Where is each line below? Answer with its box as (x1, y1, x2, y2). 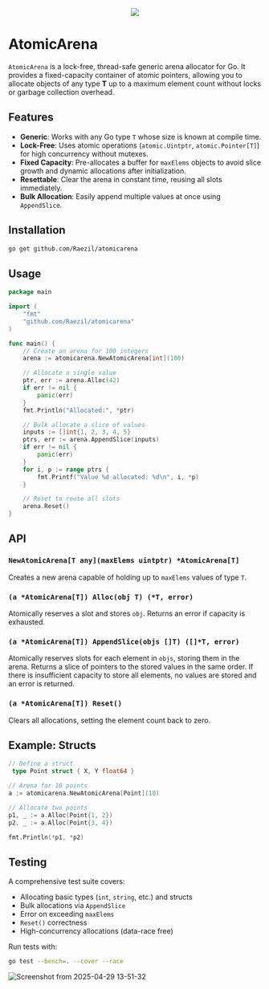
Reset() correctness (19, 918, 88, 927)
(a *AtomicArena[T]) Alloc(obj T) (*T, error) (8, 592, 194, 601)
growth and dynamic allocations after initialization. (19, 165, 186, 176)
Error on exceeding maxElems (19, 910, 115, 919)
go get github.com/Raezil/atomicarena (8, 245, 138, 253)
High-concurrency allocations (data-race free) (19, 926, 174, 936)
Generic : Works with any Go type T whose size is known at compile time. (19, 132, 262, 141)
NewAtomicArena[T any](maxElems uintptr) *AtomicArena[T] (8, 556, 240, 565)
